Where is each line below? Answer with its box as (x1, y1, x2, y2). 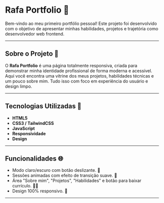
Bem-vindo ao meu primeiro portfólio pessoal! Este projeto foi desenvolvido (5, 20, 157, 26)
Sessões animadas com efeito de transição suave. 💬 (12, 173, 117, 179)
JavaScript (12, 125, 35, 131)
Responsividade (12, 130, 46, 136)
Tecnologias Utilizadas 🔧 (5, 102, 82, 110)
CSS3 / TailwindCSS (12, 120, 54, 126)
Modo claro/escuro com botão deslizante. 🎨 (12, 167, 101, 173)
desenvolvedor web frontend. (5, 31, 64, 37)
